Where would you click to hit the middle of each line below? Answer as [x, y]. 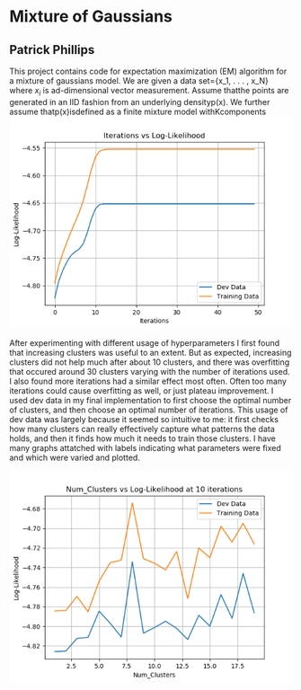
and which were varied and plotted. [75, 457]
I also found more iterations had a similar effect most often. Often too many [148, 381]
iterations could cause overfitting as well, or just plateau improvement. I [142, 390]
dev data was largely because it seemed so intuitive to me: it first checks [144, 419]
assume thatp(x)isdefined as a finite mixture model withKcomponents [138, 111]
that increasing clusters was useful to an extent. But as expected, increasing [150, 352]
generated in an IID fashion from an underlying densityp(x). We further [140, 102]
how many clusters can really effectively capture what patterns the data [142, 429]
